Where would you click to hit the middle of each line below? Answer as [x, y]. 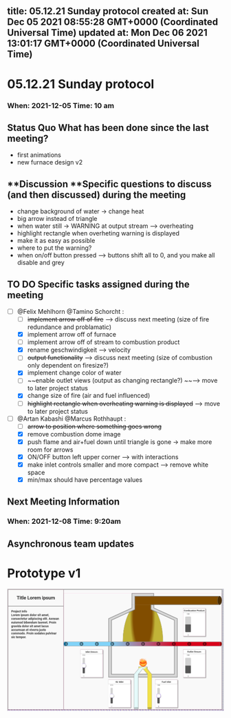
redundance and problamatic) [69, 327]
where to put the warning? [54, 248]
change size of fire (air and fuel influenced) [89, 396]
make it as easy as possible [56, 241]
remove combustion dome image [74, 434]
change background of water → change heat [80, 211]
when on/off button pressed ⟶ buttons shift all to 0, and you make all [116, 255]
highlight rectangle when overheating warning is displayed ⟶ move [124, 403]
